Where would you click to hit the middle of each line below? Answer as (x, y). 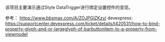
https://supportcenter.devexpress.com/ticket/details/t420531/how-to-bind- (82, 23)
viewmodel (16, 34)
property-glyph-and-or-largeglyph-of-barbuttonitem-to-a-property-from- (81, 29)
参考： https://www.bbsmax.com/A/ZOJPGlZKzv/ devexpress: (69, 18)
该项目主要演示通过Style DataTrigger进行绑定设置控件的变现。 (69, 7)
